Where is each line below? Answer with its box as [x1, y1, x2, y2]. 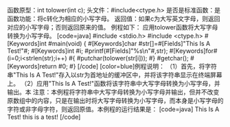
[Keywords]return [7, 62, 57, 70]
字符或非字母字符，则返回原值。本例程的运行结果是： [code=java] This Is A [7, 105, 220, 113]
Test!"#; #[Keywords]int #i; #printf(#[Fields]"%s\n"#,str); [7, 47, 168, 55]
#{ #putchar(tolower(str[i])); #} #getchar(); [68, 54, 189, 62]
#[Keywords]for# [169, 47, 218, 55]
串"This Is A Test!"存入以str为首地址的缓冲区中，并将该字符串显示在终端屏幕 [7, 71, 223, 79]
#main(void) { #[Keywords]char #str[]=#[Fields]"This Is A [47, 40, 211, 47]
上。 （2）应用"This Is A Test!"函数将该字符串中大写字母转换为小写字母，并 [7, 80, 221, 87]
